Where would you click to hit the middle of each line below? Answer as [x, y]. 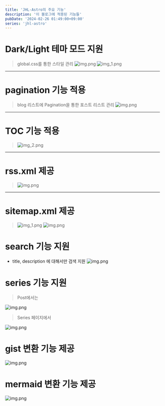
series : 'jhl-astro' [26, 23]
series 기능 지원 [36, 283]
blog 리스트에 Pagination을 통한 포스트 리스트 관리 [66, 105]
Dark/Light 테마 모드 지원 [54, 49]
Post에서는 [27, 297]
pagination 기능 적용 [45, 90]
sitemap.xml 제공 [40, 211]
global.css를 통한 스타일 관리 [45, 64]
